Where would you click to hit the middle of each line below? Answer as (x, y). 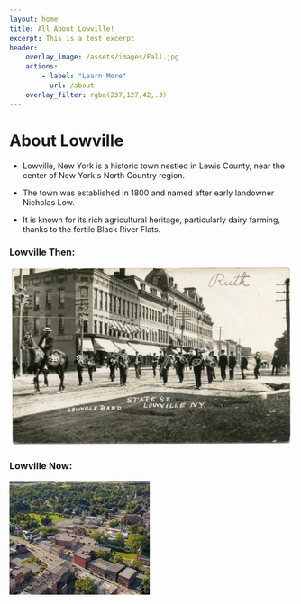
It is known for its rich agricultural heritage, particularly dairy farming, (151, 220)
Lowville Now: (41, 466)
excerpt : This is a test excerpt (72, 38)
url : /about (72, 86)
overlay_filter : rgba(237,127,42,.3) (96, 95)
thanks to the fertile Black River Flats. (91, 229)
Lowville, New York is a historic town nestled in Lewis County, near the (154, 166)
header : (24, 48)
